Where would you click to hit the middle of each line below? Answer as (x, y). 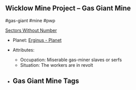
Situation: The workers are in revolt (57, 65)
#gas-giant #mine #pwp (30, 20)
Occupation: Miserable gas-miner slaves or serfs (71, 60)
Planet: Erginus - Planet (37, 40)
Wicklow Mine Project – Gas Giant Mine (68, 8)
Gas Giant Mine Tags (46, 81)
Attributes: (24, 50)
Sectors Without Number (31, 30)
